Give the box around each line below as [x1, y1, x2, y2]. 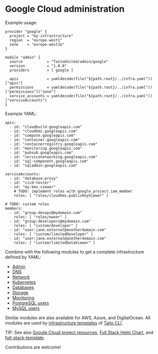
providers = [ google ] [9, 68, 74, 73]
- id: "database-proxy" [9, 176, 58, 181]
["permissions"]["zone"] [5, 89, 56, 94]
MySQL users [12, 305, 40, 311]
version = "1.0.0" [9, 63, 67, 68]
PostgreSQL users [12, 300, 49, 306]
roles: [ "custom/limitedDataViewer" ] [14, 240, 96, 245]
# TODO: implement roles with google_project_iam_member [14, 189, 133, 194]
